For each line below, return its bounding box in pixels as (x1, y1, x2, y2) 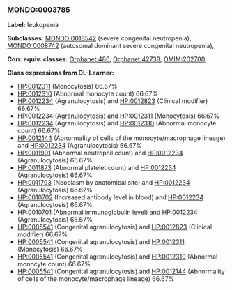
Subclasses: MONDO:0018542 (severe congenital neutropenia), (7, 34, 192, 43)
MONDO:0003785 (7, 5, 70, 15)
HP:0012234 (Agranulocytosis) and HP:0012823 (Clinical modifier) (17, 97, 208, 105)
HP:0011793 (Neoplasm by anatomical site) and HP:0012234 (17, 178, 190, 187)
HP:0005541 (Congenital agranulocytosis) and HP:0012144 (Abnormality (17, 267, 225, 276)
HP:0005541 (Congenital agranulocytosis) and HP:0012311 (17, 238, 185, 246)
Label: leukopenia (7, 21, 59, 29)
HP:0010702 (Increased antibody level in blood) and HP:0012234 (17, 193, 204, 201)
